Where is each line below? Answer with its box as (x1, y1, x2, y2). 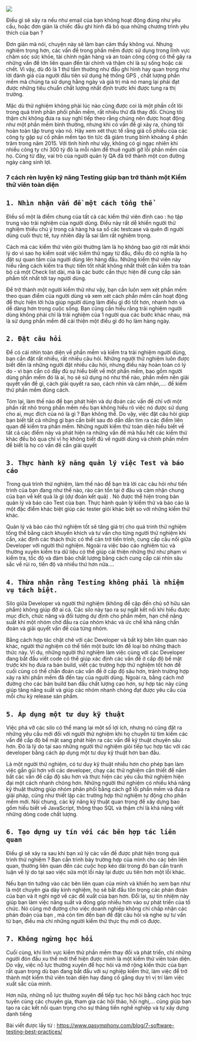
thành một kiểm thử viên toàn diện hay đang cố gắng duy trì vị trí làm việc (6, 974, 185, 981)
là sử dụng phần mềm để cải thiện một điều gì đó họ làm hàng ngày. (6, 317, 171, 324)
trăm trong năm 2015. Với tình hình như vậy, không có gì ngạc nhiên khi (6, 140, 178, 147)
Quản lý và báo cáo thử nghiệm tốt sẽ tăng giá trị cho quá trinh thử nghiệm (6, 523, 187, 530)
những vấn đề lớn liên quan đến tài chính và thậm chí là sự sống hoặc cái (6, 60, 183, 66)
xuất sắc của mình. (6, 980, 52, 987)
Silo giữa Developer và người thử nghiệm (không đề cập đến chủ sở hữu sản (6, 600, 190, 607)
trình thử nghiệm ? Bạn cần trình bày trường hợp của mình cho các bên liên (6, 856, 188, 863)
